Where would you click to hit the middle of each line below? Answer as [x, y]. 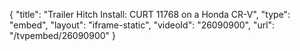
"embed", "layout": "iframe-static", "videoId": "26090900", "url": [142, 25]
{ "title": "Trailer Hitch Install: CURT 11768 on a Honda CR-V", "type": [150, 14]
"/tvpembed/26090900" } [62, 35]
